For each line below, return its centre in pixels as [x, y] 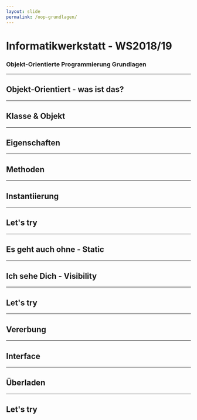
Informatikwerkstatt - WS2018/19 [89, 46]
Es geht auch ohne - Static [55, 250]
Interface [23, 356]
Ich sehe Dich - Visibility [52, 276]
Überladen [26, 383]
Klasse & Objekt [36, 116]
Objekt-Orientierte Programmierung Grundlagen [76, 64]
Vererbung [26, 329]
